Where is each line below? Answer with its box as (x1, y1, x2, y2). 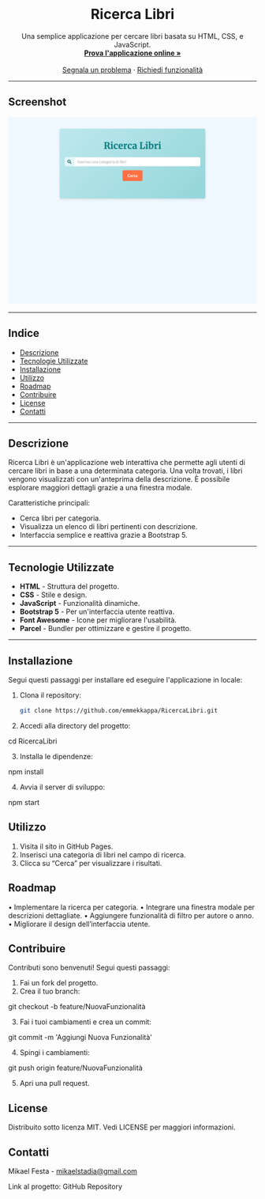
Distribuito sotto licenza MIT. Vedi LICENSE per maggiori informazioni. (8, 1122, 236, 1132)
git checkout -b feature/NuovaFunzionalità (8, 1002, 146, 1012)
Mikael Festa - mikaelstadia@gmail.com (8, 1166, 138, 1175)
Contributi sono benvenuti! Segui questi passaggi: (8, 963, 170, 973)
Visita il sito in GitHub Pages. (19, 842, 114, 851)
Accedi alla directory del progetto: (19, 721, 131, 730)
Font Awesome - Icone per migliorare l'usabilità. (19, 615, 177, 625)
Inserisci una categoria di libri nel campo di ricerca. (19, 849, 187, 859)
